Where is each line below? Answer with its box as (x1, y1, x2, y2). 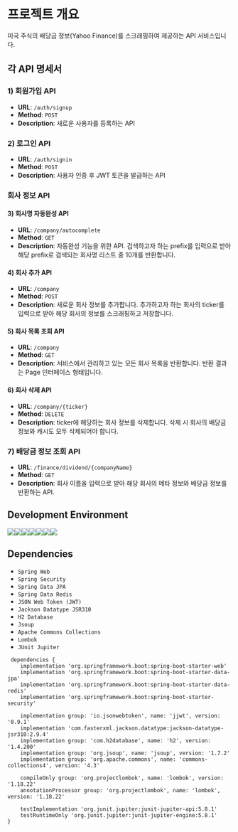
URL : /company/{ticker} (17, 402, 88, 410)
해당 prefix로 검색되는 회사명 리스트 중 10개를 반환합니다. (17, 250, 176, 260)
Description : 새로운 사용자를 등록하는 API (17, 119, 135, 127)
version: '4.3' (55, 762, 100, 769)
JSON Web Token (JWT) (17, 598, 82, 605)
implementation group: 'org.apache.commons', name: (20, 755, 176, 763)
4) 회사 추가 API (7, 268, 52, 277)
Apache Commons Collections (17, 629, 101, 636)
